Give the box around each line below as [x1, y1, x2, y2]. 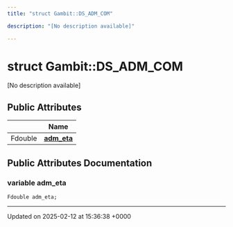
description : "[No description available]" [7, 22, 135, 30]
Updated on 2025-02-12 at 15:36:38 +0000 [7, 212, 132, 220]
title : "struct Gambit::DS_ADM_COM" [7, 10, 113, 17]
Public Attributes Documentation [7, 157, 153, 169]
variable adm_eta [7, 178, 67, 188]
